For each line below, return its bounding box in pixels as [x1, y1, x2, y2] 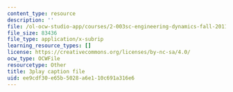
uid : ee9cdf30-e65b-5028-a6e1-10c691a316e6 [7, 74, 135, 82]
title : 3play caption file [7, 68, 85, 75]
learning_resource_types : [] [7, 42, 92, 49]
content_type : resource [7, 10, 76, 17]
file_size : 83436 [7, 29, 58, 37]
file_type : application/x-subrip [7, 36, 104, 43]
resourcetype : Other [7, 62, 67, 68]
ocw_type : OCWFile [7, 55, 60, 62]
